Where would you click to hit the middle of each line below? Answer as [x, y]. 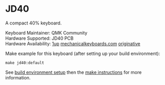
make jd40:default [25, 63]
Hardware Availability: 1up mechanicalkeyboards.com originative [73, 43]
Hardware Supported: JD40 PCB [39, 38]
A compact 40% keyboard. [34, 23]
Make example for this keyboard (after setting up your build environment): [83, 53]
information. [18, 77]
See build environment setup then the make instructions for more [73, 72]
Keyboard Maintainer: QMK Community [46, 33]
